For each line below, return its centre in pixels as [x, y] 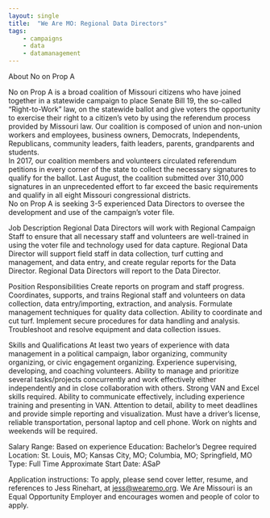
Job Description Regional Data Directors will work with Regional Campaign [132, 228]
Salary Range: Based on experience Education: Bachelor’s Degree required [133, 446]
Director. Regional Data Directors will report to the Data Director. [115, 271]
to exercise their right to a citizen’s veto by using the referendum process [130, 118]
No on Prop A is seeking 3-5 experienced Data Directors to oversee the [127, 204]
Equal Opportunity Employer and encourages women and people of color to [134, 497]
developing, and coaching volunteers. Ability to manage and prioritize [124, 371]
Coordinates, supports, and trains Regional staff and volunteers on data [127, 295]
